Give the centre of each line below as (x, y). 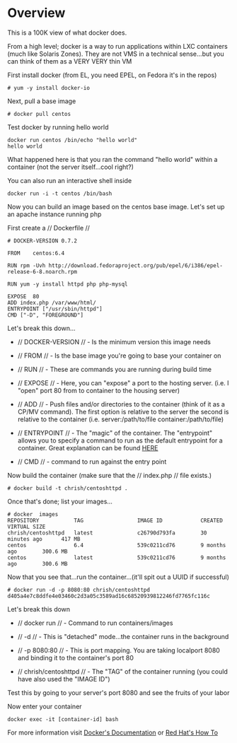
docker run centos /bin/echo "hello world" (73, 140)
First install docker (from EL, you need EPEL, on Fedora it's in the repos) (112, 75)
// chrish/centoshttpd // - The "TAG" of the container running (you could (122, 671)
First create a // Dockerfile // (49, 228)
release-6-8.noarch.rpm (42, 271)
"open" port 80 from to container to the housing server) (99, 390)
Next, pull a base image (42, 101)
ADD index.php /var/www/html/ (52, 303)
